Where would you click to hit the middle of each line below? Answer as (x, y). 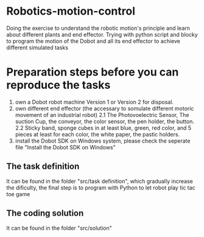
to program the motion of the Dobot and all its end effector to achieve (93, 41)
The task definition (43, 167)
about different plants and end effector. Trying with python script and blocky (102, 34)
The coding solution (45, 214)
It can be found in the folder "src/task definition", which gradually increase (100, 181)
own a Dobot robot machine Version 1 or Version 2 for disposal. (94, 102)
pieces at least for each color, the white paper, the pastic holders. (97, 134)
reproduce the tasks (58, 85)
